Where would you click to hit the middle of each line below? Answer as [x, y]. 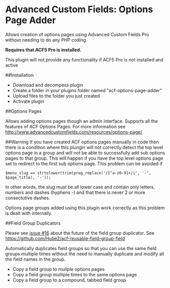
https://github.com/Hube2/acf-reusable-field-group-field [65, 238]
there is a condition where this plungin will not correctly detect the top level [84, 147]
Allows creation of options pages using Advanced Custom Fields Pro [77, 34]
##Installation [20, 75]
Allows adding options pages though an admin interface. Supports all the [82, 121]
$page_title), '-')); [28, 178]
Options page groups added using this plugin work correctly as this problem [85, 208]
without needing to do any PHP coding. [46, 40]
